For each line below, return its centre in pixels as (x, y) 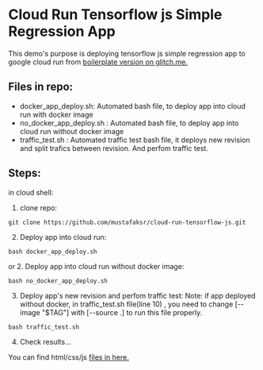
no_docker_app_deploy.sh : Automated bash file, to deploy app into (129, 123)
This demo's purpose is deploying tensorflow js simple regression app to (127, 53)
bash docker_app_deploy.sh (53, 252)
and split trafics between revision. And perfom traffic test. (114, 148)
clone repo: (38, 207)
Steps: (25, 173)
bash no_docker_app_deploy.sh (58, 281)
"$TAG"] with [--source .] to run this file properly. (122, 312)
